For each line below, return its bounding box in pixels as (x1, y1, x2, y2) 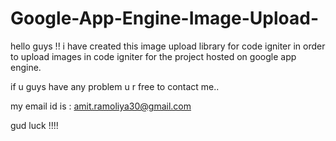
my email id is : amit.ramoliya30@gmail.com (10, 100, 192, 112)
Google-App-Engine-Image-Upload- (10, 7, 320, 30)
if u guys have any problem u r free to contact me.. (10, 80, 220, 92)
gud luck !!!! (10, 119, 59, 131)
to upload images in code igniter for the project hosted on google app (10, 50, 297, 62)
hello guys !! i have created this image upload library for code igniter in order (10, 40, 326, 52)
